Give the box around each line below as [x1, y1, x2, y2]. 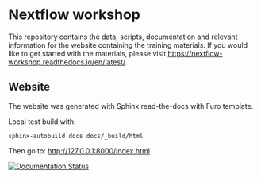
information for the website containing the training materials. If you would [8, 40, 248, 49]
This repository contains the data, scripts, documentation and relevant [8, 32, 238, 41]
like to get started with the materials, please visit [8, 48, 167, 58]
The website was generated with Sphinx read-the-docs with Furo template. [8, 101, 254, 110]
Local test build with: [8, 117, 77, 126]
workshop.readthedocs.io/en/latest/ [8, 57, 125, 67]
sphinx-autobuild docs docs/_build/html [8, 132, 144, 140]
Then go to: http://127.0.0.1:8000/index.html [8, 145, 151, 156]
